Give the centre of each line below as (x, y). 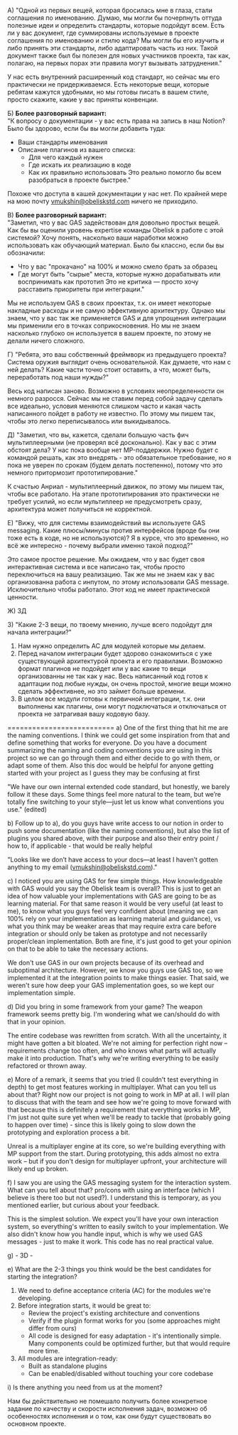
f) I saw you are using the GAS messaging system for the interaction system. (119, 1182)
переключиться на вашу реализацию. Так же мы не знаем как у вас (111, 574)
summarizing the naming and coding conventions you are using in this (110, 750)
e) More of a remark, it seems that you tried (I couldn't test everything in (113, 1079)
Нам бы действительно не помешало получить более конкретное (107, 1401)
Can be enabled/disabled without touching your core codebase (121, 1374)
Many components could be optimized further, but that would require (129, 1343)
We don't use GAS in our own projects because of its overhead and (106, 963)
